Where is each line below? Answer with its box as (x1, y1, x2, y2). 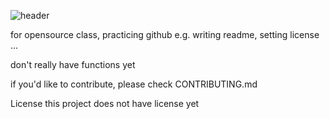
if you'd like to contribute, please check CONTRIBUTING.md (10, 78, 258, 90)
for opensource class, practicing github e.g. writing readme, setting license (10, 29, 320, 40)
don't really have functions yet (10, 59, 136, 70)
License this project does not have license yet (10, 98, 200, 109)
